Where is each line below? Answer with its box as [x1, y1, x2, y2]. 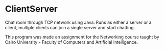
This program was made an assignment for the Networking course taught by [5, 34, 160, 40]
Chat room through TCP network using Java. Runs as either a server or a [5, 19, 152, 25]
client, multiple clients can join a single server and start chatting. [5, 24, 135, 30]
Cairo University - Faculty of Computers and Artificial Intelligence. [5, 39, 138, 45]
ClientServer [5, 3, 58, 15]
